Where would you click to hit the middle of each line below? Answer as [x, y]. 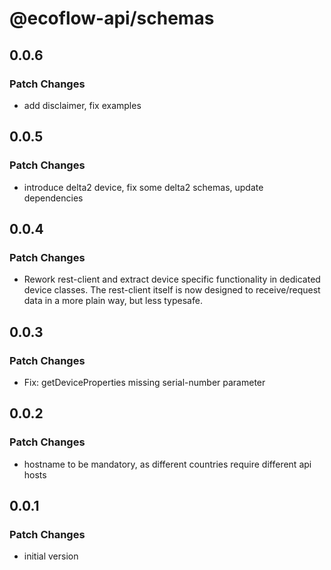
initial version [51, 556]
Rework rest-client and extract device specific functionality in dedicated [172, 279]
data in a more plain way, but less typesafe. [113, 301]
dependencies [53, 198]
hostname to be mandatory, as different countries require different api [167, 464]
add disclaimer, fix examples [82, 105]
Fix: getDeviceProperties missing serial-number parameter [144, 382]
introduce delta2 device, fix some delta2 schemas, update [143, 187]
